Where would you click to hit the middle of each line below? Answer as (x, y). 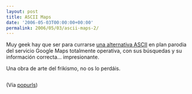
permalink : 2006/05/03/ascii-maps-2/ (53, 28)
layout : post (22, 11)
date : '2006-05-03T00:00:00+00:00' (50, 22)
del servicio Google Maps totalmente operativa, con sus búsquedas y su (94, 51)
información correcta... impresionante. (53, 57)
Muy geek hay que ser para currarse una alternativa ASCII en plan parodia (97, 45)
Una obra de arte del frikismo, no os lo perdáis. (64, 69)
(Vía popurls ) (22, 85)
